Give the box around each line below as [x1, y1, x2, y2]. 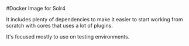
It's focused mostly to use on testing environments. [6, 33, 130, 40]
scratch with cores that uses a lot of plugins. [6, 22, 113, 29]
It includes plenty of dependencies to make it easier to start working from [6, 16, 183, 22]
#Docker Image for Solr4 [6, 5, 66, 11]
